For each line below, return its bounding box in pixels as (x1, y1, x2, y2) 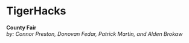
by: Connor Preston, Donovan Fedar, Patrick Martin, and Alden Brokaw (6, 30, 183, 37)
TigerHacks (6, 4, 66, 18)
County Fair (6, 24, 37, 31)
